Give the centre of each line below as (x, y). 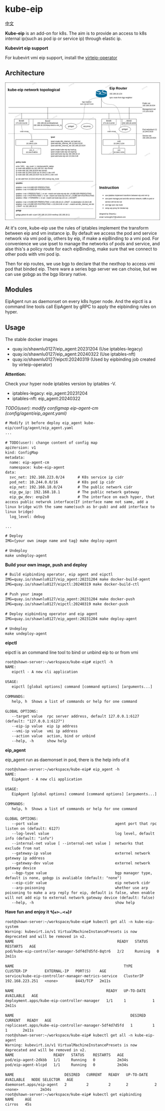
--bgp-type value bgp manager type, (82, 873)
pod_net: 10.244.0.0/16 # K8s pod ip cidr (62, 482)
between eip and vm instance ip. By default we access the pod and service (81, 233)
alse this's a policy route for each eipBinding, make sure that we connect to (81, 249)
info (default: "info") (29, 839)
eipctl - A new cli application (45, 672)
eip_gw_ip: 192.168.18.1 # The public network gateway (74, 492)
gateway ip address (25, 858)
